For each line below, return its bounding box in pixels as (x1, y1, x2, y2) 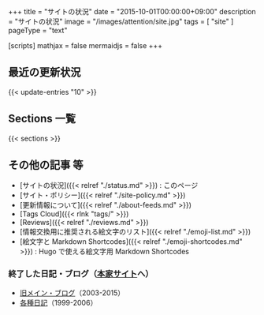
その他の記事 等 (8, 159, 84, 172)
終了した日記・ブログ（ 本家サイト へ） (8, 268, 154, 279)
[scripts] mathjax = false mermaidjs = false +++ (8, 41, 163, 50)
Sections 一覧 (8, 112, 76, 126)
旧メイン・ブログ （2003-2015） (19, 287, 125, 298)
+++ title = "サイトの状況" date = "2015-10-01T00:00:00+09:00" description (8, 7, 256, 16)
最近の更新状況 (8, 66, 81, 79)
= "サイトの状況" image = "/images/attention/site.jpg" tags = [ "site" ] (8, 17, 234, 26)
